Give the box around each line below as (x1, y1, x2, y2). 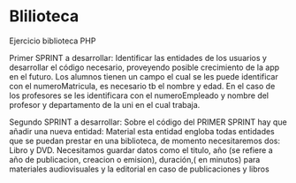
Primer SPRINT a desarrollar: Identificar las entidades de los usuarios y (9, 52, 268, 63)
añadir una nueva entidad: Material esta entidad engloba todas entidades (9, 126, 276, 136)
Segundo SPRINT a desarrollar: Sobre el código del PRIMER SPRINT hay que (9, 117, 287, 127)
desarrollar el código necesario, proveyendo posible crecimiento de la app (9, 62, 280, 72)
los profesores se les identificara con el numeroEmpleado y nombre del (9, 90, 269, 101)
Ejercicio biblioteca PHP (9, 35, 96, 46)
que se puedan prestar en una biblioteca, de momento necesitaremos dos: (9, 135, 281, 146)
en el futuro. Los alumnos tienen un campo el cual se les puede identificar (9, 71, 278, 81)
